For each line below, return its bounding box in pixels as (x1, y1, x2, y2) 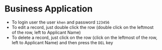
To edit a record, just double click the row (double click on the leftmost (11, 24, 154, 30)
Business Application (4, 3, 93, 14)
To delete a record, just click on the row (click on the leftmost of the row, (11, 35, 158, 40)
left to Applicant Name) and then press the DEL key (11, 39, 113, 45)
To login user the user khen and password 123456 (11, 19, 110, 25)
